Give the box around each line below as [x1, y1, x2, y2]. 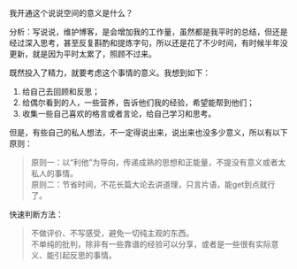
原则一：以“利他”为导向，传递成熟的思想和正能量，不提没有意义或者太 [30, 158, 286, 167]
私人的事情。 [30, 168, 78, 179]
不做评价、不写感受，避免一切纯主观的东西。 [30, 228, 194, 238]
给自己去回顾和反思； [21, 87, 100, 96]
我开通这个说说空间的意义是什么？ [9, 8, 133, 18]
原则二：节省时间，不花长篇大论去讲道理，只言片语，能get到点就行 [30, 180, 276, 189]
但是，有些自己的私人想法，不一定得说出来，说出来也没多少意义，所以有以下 [9, 127, 288, 137]
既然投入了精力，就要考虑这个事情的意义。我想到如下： [9, 67, 210, 78]
